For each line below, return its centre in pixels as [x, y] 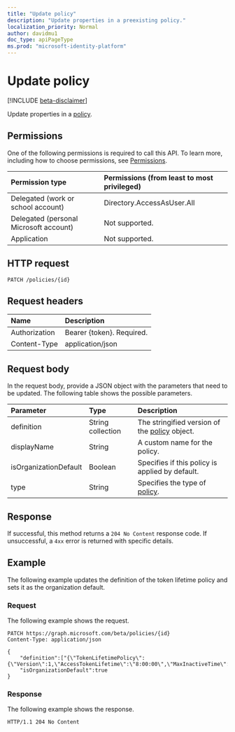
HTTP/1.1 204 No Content [43, 722]
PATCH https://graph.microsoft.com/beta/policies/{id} [89, 634]
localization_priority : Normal [53, 27]
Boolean [102, 467]
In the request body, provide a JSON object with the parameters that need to [117, 386]
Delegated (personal [44, 218]
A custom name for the [175, 442]
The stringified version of [179, 423]
